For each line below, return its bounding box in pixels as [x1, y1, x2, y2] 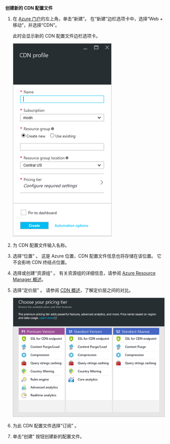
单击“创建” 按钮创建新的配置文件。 [12, 433, 85, 439]
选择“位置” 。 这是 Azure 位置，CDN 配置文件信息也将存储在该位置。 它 [12, 253, 162, 259]
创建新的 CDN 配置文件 [5, 5, 53, 11]
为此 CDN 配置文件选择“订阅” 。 [12, 423, 79, 429]
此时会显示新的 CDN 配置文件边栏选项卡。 [12, 33, 101, 39]
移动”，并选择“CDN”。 [12, 22, 60, 28]
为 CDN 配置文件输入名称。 [12, 242, 70, 248]
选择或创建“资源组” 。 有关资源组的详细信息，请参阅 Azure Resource [12, 270, 156, 276]
